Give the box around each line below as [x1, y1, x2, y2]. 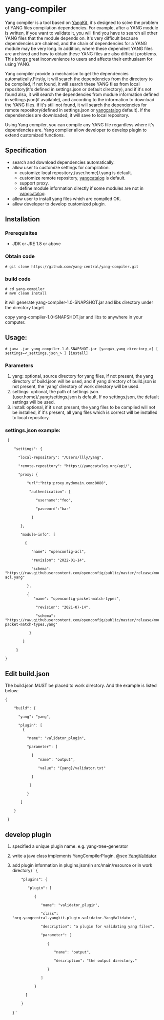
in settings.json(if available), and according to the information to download [5, 96, 155, 102]
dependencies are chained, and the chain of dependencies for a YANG [5, 40, 147, 46]
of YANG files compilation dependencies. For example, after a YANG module [5, 24, 159, 30]
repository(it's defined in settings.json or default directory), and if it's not [5, 86, 152, 92]
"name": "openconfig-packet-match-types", [33, 596, 121, 601]
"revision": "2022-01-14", [31, 558, 86, 563]
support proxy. [19, 180, 49, 186]
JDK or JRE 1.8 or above [12, 241, 61, 247]
